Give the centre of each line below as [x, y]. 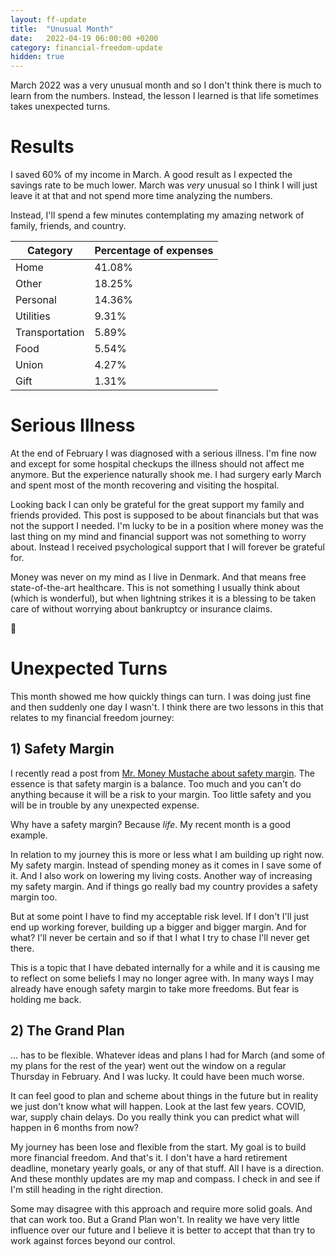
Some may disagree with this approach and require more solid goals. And [161, 1208]
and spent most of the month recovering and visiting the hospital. [145, 485]
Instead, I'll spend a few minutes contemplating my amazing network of [157, 215]
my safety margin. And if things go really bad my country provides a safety [164, 886]
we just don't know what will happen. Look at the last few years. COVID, [158, 1106]
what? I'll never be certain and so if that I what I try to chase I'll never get [160, 937]
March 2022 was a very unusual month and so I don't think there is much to [166, 85]
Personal [36, 300]
